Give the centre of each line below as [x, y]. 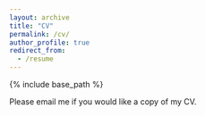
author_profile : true [50, 42]
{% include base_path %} [56, 84]
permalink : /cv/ [39, 34]
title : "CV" [31, 26]
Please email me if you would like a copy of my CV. [103, 102]
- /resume [35, 59]
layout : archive [39, 17]
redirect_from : [38, 51]
